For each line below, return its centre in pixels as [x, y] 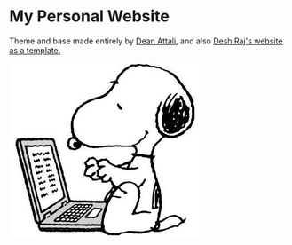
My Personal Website [90, 16]
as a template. [35, 50]
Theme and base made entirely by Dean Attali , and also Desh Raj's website [146, 41]
